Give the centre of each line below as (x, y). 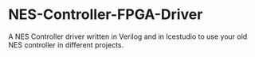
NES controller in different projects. (66, 44)
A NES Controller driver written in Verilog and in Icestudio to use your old (128, 36)
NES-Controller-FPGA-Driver (106, 15)
